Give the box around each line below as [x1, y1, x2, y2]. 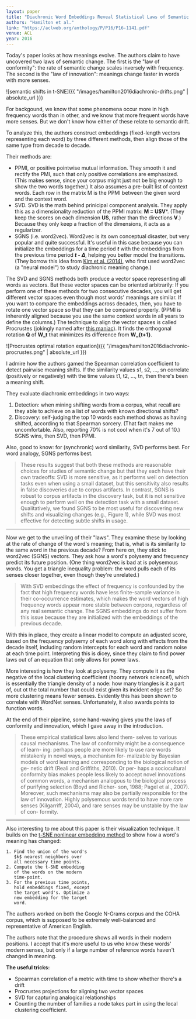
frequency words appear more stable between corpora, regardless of [20, 601, 187, 608]
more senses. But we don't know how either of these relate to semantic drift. [6, 118, 190, 125]
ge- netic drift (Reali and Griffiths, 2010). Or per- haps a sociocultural [20, 765, 187, 772]
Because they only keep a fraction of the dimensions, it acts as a [14, 221, 170, 227]
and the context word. [14, 195, 68, 202]
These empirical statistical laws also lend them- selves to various [20, 734, 177, 741]
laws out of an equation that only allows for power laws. [6, 656, 140, 663]
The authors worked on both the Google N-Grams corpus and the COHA [6, 910, 180, 917]
